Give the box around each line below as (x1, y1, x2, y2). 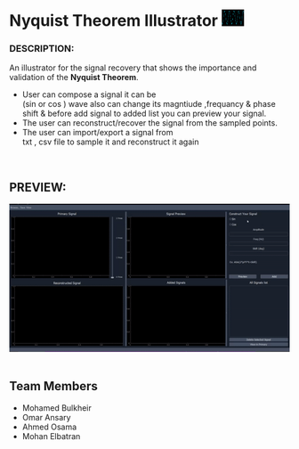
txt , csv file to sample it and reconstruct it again (21, 136, 199, 147)
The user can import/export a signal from (21, 127, 174, 138)
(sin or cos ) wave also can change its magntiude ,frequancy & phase (21, 99, 276, 110)
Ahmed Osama (21, 421, 77, 432)
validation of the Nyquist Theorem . (9, 72, 140, 83)
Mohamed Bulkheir (21, 402, 92, 413)
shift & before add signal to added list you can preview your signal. (21, 108, 267, 119)
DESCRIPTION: (9, 43, 75, 55)
